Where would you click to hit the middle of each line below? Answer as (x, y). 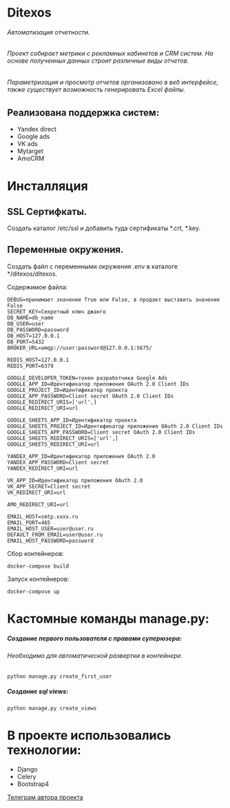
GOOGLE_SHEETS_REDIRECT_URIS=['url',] (63, 438)
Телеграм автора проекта (45, 797)
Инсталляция (48, 186)
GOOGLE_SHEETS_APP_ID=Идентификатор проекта (72, 420)
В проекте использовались (89, 735)
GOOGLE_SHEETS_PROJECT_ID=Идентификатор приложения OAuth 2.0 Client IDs (115, 426)
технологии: (44, 750)
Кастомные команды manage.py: (108, 619)
